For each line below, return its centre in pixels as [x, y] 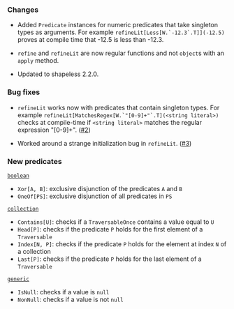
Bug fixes [24, 92]
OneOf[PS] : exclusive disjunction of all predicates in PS [95, 196]
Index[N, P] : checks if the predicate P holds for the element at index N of [122, 244]
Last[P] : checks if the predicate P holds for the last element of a [109, 259]
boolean [19, 176]
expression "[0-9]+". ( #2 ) [54, 130]
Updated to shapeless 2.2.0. [58, 74]
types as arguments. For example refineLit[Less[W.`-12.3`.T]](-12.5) [121, 32]
